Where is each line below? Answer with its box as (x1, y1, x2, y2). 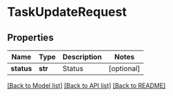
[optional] (108, 64, 140, 73)
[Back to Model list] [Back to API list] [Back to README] (7, 81, 166, 90)
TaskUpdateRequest (7, 4, 127, 20)
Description (62, 52, 102, 61)
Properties (7, 32, 54, 44)
